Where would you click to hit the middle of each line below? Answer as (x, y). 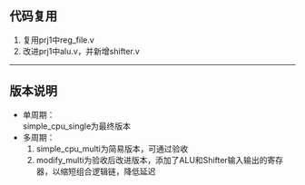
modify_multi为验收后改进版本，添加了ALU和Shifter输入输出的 (152, 160)
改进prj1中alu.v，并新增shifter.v (81, 51)
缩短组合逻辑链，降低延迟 (108, 171)
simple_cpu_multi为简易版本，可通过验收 (112, 149)
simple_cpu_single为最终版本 (77, 126)
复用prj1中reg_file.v (59, 40)
